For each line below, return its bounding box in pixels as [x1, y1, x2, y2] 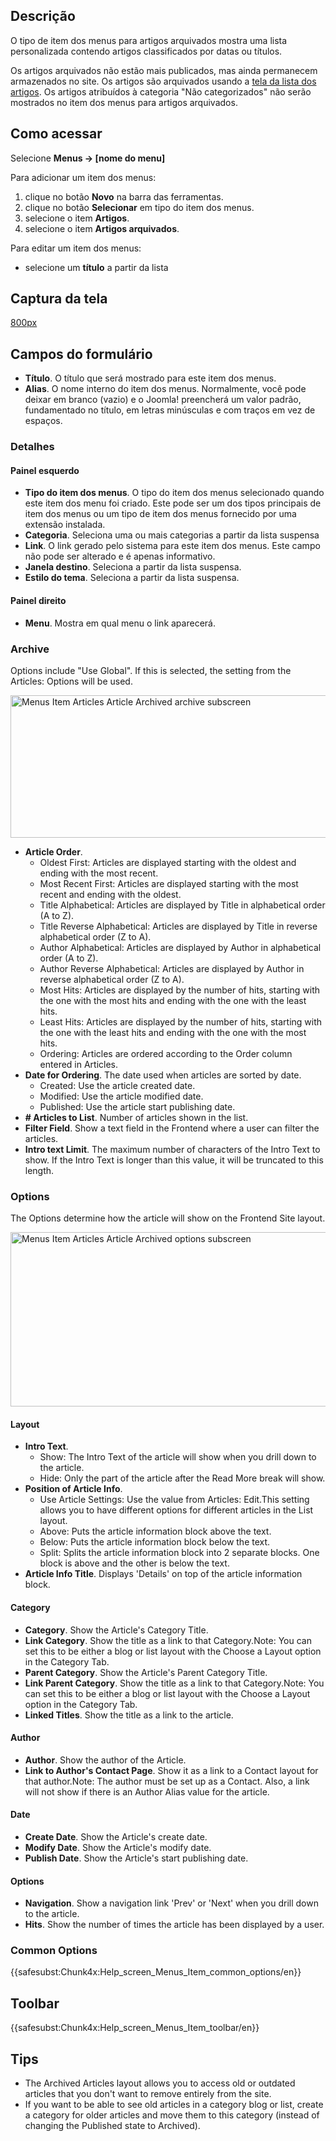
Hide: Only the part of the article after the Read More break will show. [39, 1472, 326, 1484]
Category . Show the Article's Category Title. [24, 1624, 209, 1636]
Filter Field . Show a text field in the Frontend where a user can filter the [24, 1122, 320, 1134]
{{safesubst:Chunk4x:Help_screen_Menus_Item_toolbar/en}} [10, 2022, 260, 2034]
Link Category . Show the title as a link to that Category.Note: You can [24, 1634, 312, 1646]
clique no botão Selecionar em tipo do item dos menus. [24, 201, 255, 213]
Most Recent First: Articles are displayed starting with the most [39, 877, 299, 889]
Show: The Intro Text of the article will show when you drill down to [39, 1451, 317, 1463]
